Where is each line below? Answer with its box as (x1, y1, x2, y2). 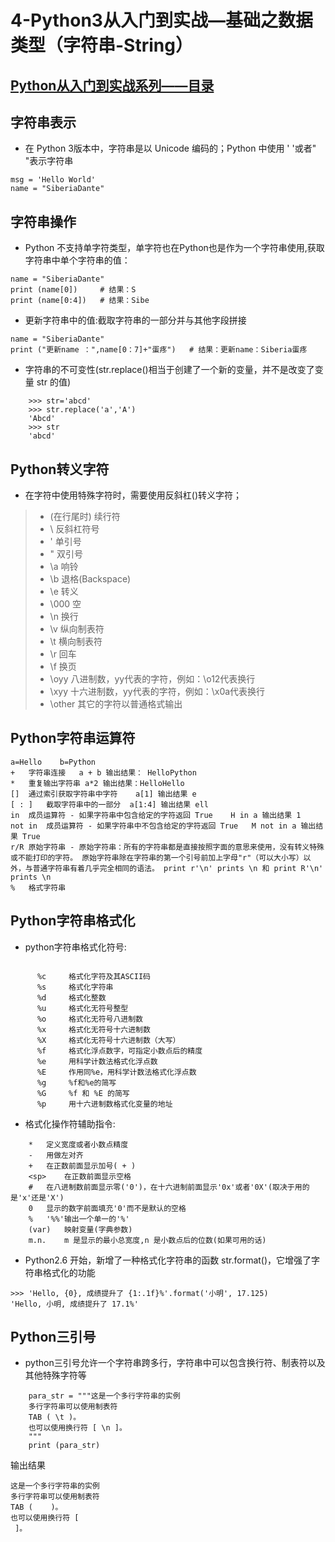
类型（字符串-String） (10, 34, 193, 57)
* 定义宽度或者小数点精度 (28, 1139, 129, 1150)
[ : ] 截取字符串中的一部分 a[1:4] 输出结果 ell (10, 799, 209, 810)
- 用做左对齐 (28, 1150, 84, 1160)
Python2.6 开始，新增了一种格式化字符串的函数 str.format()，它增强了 (24, 1254, 312, 1266)
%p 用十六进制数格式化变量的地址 (36, 1099, 173, 1109)
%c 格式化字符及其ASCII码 (36, 971, 151, 981)
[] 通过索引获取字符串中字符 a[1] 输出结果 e (10, 789, 197, 799)
